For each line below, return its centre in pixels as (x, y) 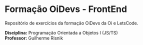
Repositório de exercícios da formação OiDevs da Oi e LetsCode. (71, 23)
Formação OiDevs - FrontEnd (66, 9)
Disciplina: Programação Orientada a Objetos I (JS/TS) (61, 32)
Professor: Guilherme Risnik (34, 38)
